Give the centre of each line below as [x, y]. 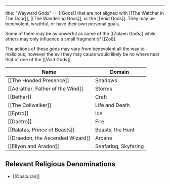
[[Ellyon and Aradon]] [33, 146]
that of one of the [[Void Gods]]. [39, 59]
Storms [104, 89]
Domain [119, 72]
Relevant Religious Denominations [60, 164]
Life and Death [113, 105]
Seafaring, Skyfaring [120, 146]
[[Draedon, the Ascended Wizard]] [49, 138]
